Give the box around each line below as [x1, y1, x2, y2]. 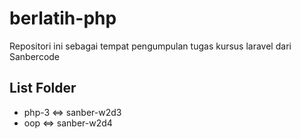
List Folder [9, 80, 77, 97]
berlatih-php [9, 7, 117, 30]
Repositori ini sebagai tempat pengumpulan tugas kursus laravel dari [9, 40, 292, 52]
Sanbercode [9, 50, 61, 62]
